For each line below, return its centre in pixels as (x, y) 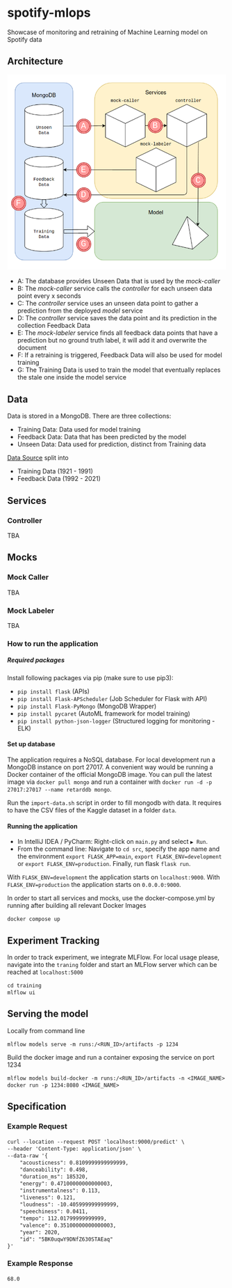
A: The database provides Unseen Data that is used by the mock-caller (119, 281)
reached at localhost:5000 (45, 972)
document (32, 348)
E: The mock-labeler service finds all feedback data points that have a (117, 333)
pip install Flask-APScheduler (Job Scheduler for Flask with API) (112, 698)
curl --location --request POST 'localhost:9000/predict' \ (96, 1142)
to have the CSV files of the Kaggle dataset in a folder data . (92, 810)
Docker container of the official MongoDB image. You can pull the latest (110, 774)
